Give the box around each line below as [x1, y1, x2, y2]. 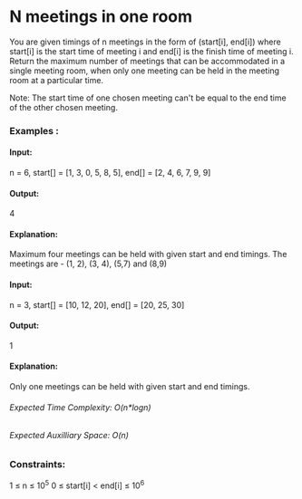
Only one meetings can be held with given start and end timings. [9, 381, 250, 392]
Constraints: [9, 457, 66, 470]
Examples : [9, 124, 59, 137]
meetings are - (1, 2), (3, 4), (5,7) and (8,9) [9, 258, 168, 269]
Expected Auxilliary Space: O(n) [9, 430, 130, 441]
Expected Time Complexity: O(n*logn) [9, 401, 151, 413]
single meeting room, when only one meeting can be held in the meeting [9, 65, 279, 76]
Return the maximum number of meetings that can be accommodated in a [9, 55, 286, 66]
